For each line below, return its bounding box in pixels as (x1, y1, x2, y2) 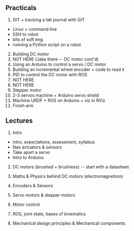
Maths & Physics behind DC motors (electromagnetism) (12, 173, 123, 179)
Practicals (5, 4, 37, 12)
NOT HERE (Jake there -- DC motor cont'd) (12, 56, 99, 62)
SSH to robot (12, 31, 38, 37)
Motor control (12, 201, 40, 207)
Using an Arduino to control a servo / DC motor (12, 61, 106, 67)
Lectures (5, 116, 33, 125)
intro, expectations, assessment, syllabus (12, 139, 95, 145)
